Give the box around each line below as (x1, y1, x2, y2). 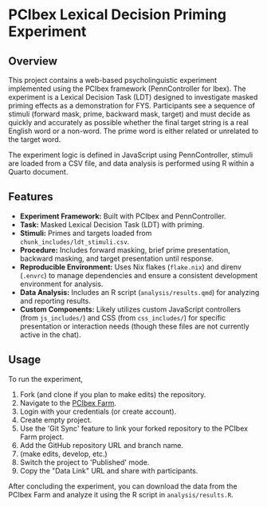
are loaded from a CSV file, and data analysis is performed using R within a (8, 159, 254, 168)
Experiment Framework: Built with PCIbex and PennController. (19, 211, 226, 221)
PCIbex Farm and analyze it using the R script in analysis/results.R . (8, 489, 234, 499)
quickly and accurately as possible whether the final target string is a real (8, 118, 249, 127)
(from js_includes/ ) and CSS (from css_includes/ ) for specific (19, 312, 226, 322)
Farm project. (19, 432, 65, 442)
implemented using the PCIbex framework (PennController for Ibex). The (8, 84, 247, 93)
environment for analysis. (19, 279, 104, 289)
